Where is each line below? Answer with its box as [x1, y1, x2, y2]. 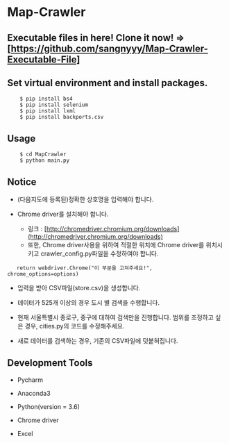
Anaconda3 [17, 389, 51, 397]
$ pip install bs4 [19, 95, 73, 103]
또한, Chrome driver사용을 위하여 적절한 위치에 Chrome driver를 [27, 241, 205, 249]
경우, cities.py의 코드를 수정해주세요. [24, 322, 125, 331]
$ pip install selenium [19, 101, 89, 108]
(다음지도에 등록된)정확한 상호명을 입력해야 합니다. [17, 195, 154, 203]
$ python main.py [19, 157, 70, 164]
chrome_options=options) [7, 271, 79, 278]
